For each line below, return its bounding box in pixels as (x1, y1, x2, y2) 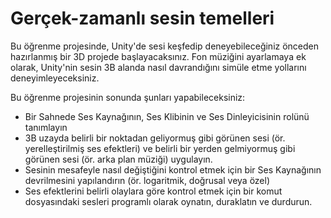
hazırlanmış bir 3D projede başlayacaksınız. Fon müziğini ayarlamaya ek (10, 50, 307, 62)
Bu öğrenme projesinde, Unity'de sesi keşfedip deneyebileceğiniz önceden (10, 40, 320, 52)
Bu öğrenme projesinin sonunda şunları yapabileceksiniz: (10, 91, 246, 103)
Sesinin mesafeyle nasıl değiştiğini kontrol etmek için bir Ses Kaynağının (24, 163, 322, 176)
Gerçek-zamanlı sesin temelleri (10, 7, 275, 30)
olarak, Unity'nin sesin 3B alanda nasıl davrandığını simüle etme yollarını (10, 61, 307, 73)
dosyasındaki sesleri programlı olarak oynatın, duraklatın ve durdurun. (24, 195, 313, 207)
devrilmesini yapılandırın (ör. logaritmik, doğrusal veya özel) (24, 174, 271, 186)
